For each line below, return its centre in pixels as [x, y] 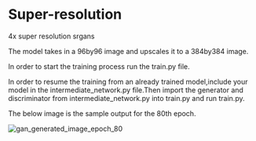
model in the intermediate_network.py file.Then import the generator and [126, 90]
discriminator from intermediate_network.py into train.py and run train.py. [126, 98]
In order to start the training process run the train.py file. [99, 66]
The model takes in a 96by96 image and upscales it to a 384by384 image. [128, 51]
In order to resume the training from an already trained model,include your [128, 81]
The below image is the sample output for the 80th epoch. [102, 113]
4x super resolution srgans [51, 36]
